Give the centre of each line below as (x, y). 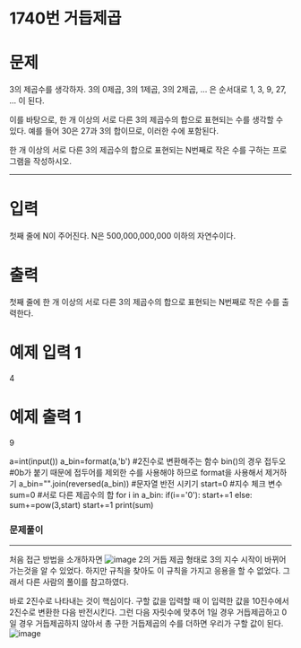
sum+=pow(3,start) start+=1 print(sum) (82, 504)
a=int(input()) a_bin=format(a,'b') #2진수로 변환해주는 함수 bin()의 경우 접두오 (148, 461)
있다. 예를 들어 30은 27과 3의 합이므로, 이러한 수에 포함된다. (114, 131)
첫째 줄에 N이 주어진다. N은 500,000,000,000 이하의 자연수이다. (122, 236)
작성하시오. (52, 162)
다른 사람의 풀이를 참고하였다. (77, 582)
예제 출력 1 (46, 417)
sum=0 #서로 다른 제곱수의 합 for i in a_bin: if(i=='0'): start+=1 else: (131, 495)
